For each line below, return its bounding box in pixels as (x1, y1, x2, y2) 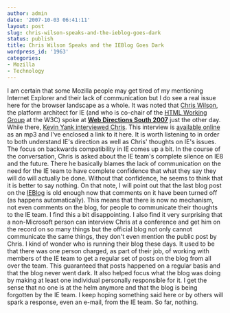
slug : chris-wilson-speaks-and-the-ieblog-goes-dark (7, 29, 161, 36)
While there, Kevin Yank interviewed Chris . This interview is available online (7, 123, 221, 131)
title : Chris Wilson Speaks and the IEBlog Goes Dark (7, 42, 165, 49)
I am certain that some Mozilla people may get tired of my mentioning (7, 86, 204, 95)
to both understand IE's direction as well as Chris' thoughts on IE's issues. (7, 137, 216, 146)
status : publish (7, 36, 54, 43)
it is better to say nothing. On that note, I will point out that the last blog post (7, 181, 222, 189)
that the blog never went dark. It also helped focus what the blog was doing (7, 268, 221, 277)
